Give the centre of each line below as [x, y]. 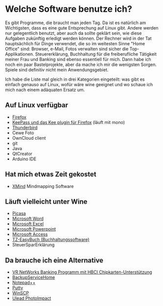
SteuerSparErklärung [33, 245]
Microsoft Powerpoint [34, 229]
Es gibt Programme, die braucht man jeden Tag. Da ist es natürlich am [75, 23]
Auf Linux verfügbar [37, 105]
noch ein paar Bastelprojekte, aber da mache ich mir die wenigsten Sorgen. [81, 64]
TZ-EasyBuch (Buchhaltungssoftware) [51, 240]
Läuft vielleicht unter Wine [46, 201]
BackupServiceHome [34, 277]
